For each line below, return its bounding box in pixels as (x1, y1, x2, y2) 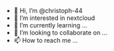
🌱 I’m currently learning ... (13, 21, 88, 29)
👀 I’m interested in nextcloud (13, 14, 95, 22)
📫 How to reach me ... (13, 37, 78, 44)
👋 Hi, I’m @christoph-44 (13, 7, 83, 14)
